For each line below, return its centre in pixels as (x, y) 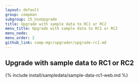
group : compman (21, 15)
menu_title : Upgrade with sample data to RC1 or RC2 (61, 29)
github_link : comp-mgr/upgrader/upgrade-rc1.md (56, 43)
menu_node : (17, 33)
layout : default (22, 10)
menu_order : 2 (20, 38)
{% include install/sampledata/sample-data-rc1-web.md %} (67, 75)
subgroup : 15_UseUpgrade (31, 19)
